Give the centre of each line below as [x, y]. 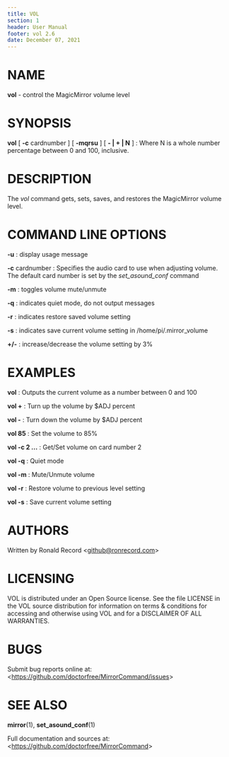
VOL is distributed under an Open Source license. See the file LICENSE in [114, 598]
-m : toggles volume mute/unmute [57, 289]
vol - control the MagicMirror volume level [69, 95]
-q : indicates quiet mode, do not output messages [81, 303]
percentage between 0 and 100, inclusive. [68, 150]
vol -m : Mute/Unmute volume [51, 474]
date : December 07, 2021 [44, 40]
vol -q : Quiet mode [36, 461]
